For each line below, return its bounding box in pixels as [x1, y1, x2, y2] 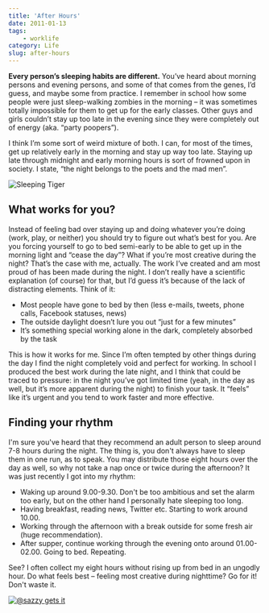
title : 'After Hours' [8, 11, 81, 20]
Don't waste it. [8, 579, 56, 589]
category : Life [8, 42, 60, 50]
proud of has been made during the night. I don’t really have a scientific [8, 267, 246, 276]
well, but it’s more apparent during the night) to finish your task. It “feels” [8, 383, 250, 393]
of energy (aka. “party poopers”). [8, 122, 119, 132]
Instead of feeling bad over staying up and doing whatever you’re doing [8, 224, 246, 234]
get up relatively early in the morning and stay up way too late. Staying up [8, 147, 253, 156]
